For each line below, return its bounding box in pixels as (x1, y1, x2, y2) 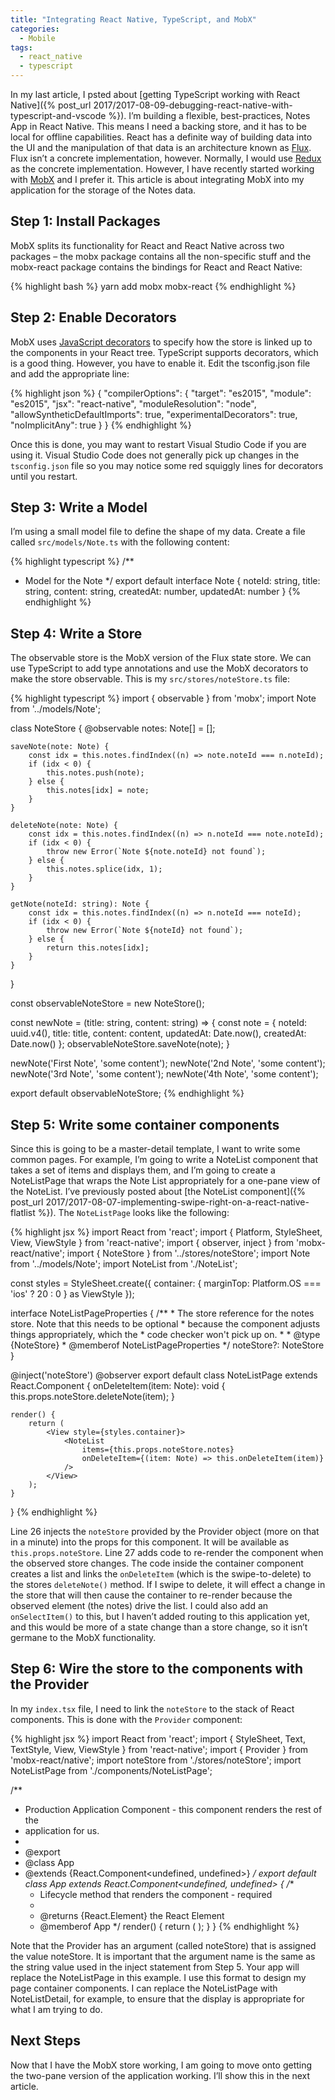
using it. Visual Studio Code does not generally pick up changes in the (10, 449, 300, 461)
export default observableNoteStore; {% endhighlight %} (10, 1087, 245, 1100)
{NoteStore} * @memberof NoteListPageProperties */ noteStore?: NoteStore (10, 1339, 325, 1351)
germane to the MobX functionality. (10, 1632, 157, 1644)
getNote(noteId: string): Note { (10, 899, 150, 910)
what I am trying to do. (10, 2003, 103, 2015)
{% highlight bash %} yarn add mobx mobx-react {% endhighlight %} (10, 280, 297, 292)
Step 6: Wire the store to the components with (10, 1661, 303, 1678)
